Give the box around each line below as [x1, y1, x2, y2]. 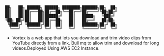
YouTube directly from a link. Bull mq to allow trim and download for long [12, 40, 160, 46]
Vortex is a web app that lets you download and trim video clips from [12, 35, 151, 40]
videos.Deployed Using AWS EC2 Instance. [12, 45, 100, 51]
